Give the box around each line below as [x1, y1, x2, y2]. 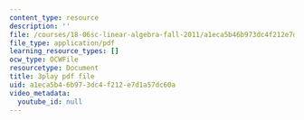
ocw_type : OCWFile [9, 55, 79, 64]
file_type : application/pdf [9, 38, 116, 48]
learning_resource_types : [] [9, 47, 119, 56]
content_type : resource [9, 13, 100, 23]
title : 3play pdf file [9, 72, 95, 81]
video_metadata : [9, 88, 71, 97]
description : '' [9, 22, 71, 31]
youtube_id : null [17, 97, 83, 106]
